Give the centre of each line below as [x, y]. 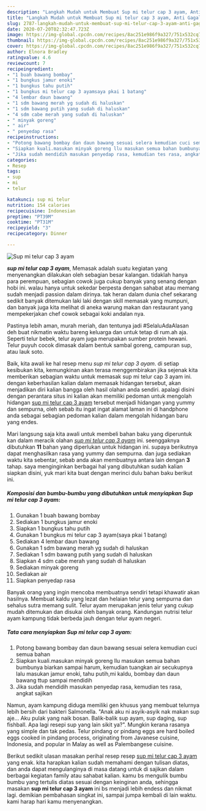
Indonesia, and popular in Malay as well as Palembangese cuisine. [90, 744]
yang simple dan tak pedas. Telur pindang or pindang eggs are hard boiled [101, 731]
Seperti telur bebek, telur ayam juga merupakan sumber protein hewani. [97, 338]
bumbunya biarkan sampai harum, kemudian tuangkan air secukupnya [104, 667]
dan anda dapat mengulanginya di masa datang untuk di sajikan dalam [96, 769]
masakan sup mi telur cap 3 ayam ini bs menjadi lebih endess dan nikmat [99, 788]
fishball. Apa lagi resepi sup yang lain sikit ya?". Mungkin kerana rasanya [98, 724]
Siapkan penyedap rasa [46, 580]
